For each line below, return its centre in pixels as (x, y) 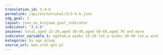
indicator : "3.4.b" (25, 27)
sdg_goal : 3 (17, 18)
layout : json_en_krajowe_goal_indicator (47, 23)
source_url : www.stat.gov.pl (34, 45)
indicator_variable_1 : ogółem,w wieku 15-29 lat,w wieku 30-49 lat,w (77, 36)
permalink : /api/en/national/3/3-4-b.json (49, 14)
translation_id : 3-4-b (28, 9)
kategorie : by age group (30, 41)
